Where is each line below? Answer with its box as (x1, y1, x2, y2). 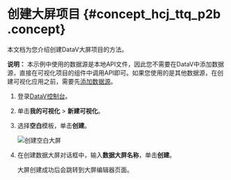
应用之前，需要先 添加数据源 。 (31, 77, 117, 85)
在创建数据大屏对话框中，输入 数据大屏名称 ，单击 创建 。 (17, 150, 176, 159)
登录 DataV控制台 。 (17, 91, 71, 100)
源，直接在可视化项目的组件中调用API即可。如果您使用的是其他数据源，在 (7, 69, 218, 77)
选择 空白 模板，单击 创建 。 (17, 121, 91, 129)
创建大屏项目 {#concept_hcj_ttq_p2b (7, 6, 221, 22)
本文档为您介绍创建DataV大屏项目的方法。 (7, 45, 128, 53)
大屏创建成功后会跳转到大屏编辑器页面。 (17, 165, 133, 174)
